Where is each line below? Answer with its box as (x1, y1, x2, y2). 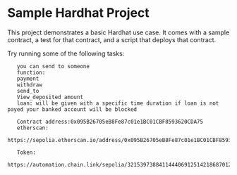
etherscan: (16, 124, 49, 131)
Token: (16, 149, 37, 156)
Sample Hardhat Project (7, 5, 150, 21)
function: (16, 69, 46, 76)
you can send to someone (16, 63, 90, 70)
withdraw (16, 81, 42, 89)
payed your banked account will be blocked (7, 105, 138, 113)
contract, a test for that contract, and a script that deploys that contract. (7, 35, 217, 44)
